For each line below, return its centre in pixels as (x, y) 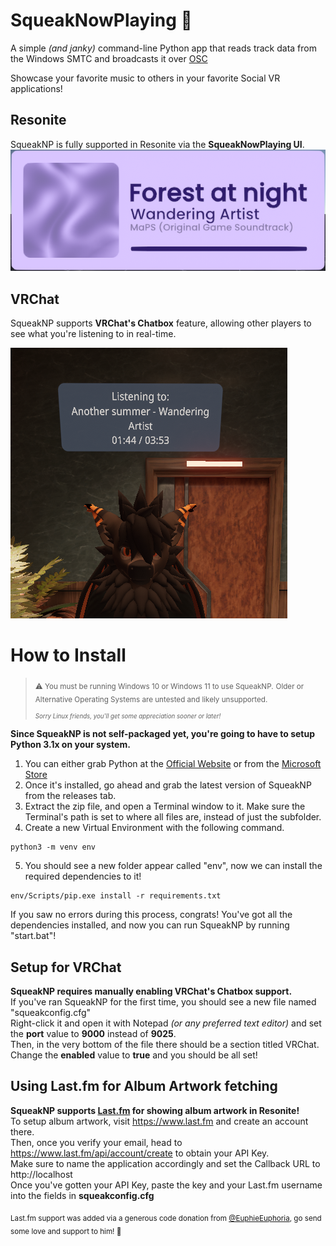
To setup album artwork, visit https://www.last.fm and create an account (159, 1121)
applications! (36, 88)
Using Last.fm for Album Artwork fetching (144, 1086)
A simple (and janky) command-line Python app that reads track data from (163, 48)
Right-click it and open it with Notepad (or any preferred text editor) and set (166, 1023)
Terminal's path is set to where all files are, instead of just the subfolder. (173, 817)
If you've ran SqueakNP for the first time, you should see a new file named (163, 1002)
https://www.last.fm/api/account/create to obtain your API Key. (140, 1153)
